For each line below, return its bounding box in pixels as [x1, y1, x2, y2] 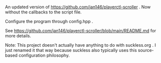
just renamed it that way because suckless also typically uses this [5, 48, 137, 53]
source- [138, 48, 154, 53]
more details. [5, 33, 32, 38]
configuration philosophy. [18, 52, 70, 58]
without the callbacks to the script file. [5, 9, 82, 15]
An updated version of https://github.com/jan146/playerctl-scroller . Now [5, 4, 151, 10]
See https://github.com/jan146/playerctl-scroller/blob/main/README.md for [5, 28, 157, 33]
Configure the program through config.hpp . [5, 19, 93, 24]
